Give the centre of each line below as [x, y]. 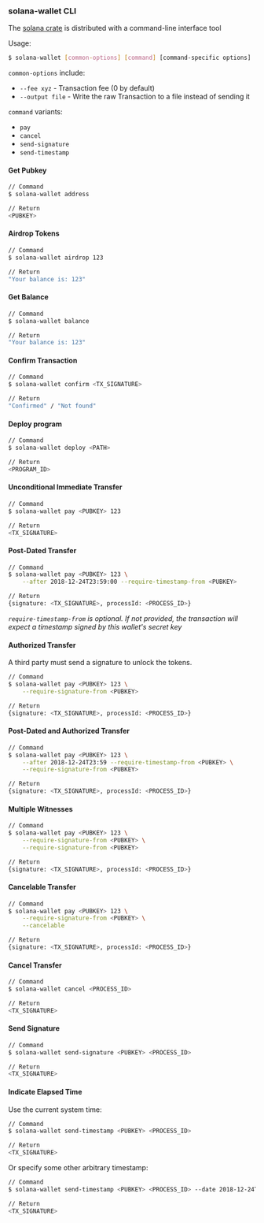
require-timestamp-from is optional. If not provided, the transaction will [123, 618]
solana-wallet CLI [42, 11]
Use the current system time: [55, 1110]
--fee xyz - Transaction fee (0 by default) [87, 88]
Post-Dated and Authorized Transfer [69, 731]
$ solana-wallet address [49, 195]
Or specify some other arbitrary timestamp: [78, 1168]
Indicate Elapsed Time [45, 1091]
